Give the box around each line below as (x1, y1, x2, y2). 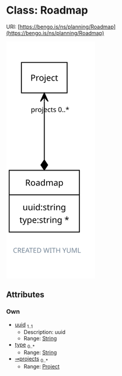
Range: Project (23, 363, 60, 370)
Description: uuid (23, 329, 66, 336)
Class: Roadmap (6, 4, 88, 17)
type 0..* (14, 341, 35, 350)
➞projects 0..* (14, 355, 49, 364)
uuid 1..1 (14, 321, 33, 329)
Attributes (6, 290, 44, 300)
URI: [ (6, 23, 20, 30)
